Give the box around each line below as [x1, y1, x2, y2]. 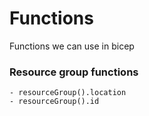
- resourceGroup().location [9, 88, 127, 98]
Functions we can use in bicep [9, 40, 135, 52]
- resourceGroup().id [9, 97, 100, 107]
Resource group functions [9, 65, 139, 79]
